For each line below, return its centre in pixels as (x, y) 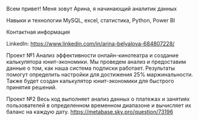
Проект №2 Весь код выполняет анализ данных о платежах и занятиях (98, 99)
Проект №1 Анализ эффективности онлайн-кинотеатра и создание (93, 55)
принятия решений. (32, 87)
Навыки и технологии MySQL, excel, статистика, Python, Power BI (91, 20)
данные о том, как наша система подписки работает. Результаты (91, 68)
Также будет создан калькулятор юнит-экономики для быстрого (90, 81)
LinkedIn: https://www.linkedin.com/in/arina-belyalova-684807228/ (90, 44)
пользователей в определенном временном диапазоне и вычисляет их (99, 105)
